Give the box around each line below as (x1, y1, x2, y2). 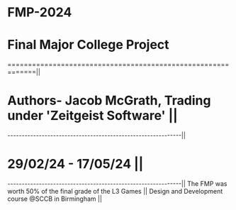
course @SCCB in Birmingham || (7, 194, 103, 203)
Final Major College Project (7, 37, 169, 53)
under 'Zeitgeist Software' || (7, 108, 179, 124)
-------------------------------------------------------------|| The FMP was (7, 179, 227, 188)
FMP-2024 (7, 4, 72, 21)
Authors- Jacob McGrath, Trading (7, 93, 211, 109)
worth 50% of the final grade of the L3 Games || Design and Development (7, 187, 223, 195)
